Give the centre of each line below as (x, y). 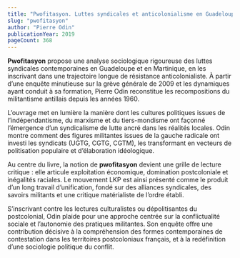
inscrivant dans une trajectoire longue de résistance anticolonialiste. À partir (119, 76)
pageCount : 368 (30, 41)
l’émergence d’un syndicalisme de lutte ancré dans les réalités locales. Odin (119, 128)
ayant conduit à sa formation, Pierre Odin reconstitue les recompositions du (119, 91)
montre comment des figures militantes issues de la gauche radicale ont (114, 136)
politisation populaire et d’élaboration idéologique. (81, 151)
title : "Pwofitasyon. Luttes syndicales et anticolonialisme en (105, 14)
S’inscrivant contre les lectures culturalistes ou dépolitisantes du (102, 209)
